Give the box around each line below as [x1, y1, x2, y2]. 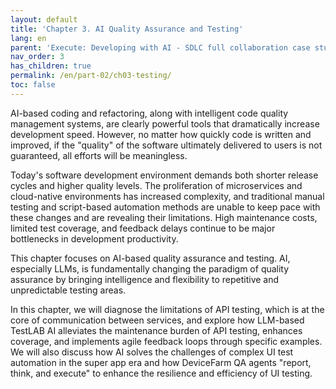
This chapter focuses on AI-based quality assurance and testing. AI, [10, 252, 291, 264]
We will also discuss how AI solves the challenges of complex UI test [10, 346, 294, 358]
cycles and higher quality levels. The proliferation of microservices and [10, 179, 303, 191]
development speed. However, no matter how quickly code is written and [10, 128, 312, 140]
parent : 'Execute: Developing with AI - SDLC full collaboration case [10, 42, 311, 53]
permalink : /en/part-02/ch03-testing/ [10, 71, 172, 81]
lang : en [10, 33, 47, 43]
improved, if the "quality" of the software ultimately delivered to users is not [10, 139, 323, 151]
